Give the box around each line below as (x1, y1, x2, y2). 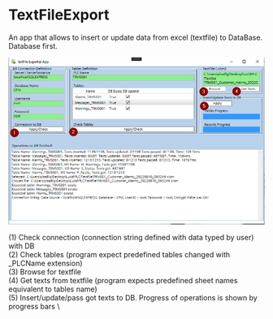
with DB (8, 241, 35, 251)
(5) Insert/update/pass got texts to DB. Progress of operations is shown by (8, 293, 258, 303)
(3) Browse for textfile (8, 267, 82, 277)
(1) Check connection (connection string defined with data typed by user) (8, 233, 254, 243)
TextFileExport (8, 6, 110, 24)
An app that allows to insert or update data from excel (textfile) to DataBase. (8, 32, 262, 42)
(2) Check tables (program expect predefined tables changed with (8, 250, 231, 260)
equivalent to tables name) (8, 284, 97, 294)
